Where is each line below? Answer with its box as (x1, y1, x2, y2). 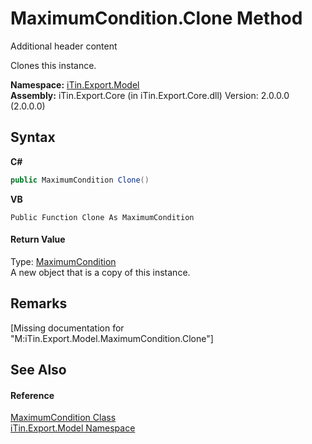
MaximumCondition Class (10, 412, 117, 424)
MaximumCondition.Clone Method (10, 7, 303, 30)
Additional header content (10, 40, 118, 52)
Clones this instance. (10, 59, 97, 71)
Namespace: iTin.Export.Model (10, 78, 140, 91)
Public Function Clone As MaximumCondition (10, 212, 195, 222)
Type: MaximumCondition (10, 255, 117, 267)
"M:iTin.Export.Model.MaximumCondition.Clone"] (10, 332, 214, 344)
